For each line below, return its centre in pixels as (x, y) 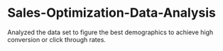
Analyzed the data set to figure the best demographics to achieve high (110, 32)
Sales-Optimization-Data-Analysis (112, 13)
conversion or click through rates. (57, 39)
